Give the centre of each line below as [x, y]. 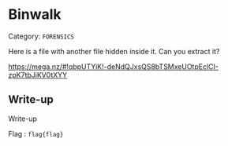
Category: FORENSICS [41, 36]
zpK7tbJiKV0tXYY [38, 75]
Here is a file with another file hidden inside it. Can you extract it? [114, 51]
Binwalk [35, 15]
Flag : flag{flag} [36, 133]
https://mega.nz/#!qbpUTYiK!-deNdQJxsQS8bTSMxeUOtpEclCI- [114, 66]
